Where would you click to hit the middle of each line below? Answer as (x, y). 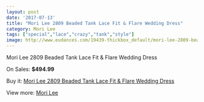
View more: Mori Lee (32, 93)
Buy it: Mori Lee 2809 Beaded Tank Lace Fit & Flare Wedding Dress (90, 81)
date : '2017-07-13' (31, 18)
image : (15, 40)
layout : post (23, 12)
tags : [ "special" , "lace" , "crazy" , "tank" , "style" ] (70, 35)
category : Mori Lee (31, 29)
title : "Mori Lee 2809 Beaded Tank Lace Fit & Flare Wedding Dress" (95, 23)
